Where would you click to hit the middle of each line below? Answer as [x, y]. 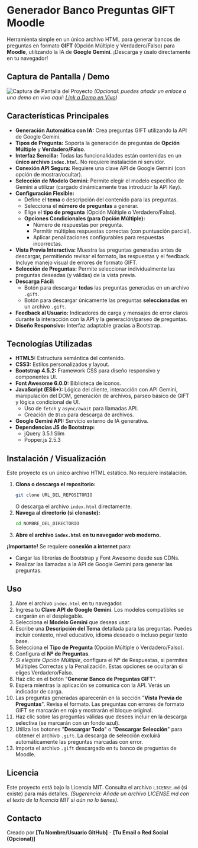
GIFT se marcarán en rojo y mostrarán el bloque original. [84, 710]
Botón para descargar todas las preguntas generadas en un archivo [107, 287]
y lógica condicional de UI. [48, 402]
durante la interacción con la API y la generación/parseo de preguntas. [101, 319]
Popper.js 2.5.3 [42, 440]
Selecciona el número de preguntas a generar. [81, 205]
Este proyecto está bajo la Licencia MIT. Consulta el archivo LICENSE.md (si [97, 787]
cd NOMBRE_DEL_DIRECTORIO [47, 524]
